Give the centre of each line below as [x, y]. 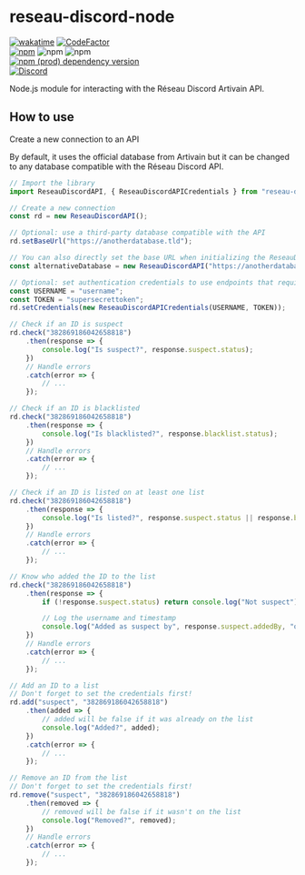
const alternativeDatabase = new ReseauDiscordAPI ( [109, 266]
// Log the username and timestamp [109, 619]
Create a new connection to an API [74, 139]
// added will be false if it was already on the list [148, 719]
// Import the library [52, 183]
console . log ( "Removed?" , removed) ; [109, 820]
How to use [42, 117]
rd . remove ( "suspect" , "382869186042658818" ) [95, 795]
